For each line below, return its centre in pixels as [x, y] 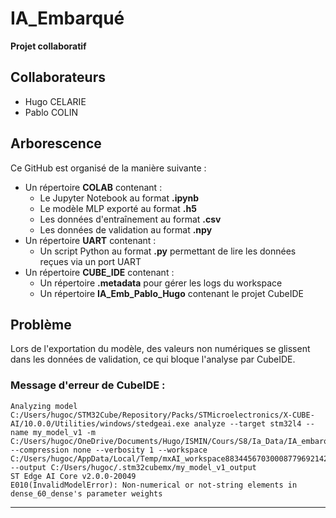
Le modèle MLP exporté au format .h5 [118, 208]
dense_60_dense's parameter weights [86, 493]
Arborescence [56, 143]
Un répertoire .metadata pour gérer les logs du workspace [161, 283]
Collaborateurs [58, 77]
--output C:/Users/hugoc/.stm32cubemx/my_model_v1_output [133, 467]
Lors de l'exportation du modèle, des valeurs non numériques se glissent [160, 349]
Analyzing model [44, 406]
